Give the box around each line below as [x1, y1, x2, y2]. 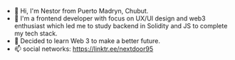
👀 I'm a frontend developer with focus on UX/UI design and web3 [14, 14, 206, 23]
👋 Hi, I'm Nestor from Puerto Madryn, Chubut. [14, 7, 149, 15]
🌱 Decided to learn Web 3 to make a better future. [14, 37, 161, 45]
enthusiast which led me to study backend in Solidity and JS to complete [14, 22, 228, 30]
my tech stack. [14, 29, 58, 37]
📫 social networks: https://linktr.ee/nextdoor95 [14, 44, 154, 53]
